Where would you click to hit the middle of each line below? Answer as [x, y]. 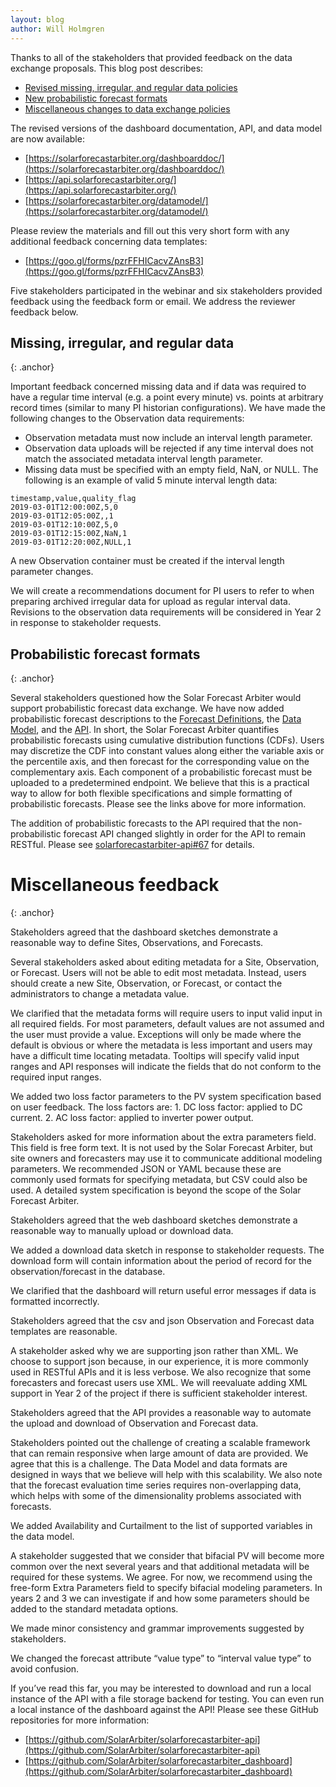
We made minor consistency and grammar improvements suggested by [157, 1628]
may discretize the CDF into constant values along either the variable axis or [167, 751]
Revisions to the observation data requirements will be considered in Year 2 [166, 612]
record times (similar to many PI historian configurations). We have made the [168, 408]
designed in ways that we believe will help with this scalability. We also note [166, 1475]
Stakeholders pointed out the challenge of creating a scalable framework [160, 1443]
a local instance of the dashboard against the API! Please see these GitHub [164, 1710]
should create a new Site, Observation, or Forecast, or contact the [146, 983]
